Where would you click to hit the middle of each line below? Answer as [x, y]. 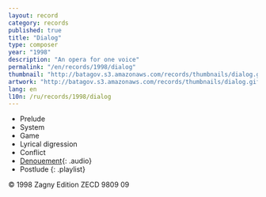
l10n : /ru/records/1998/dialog [60, 97]
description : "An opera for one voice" [74, 60]
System [32, 127]
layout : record [33, 15]
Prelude [32, 119]
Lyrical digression [48, 144]
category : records [38, 23]
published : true [35, 30]
